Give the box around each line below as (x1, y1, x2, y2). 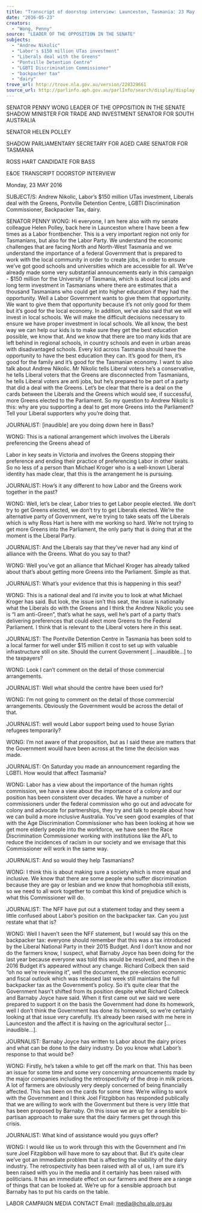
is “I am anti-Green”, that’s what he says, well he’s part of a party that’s (6, 610, 181, 618)
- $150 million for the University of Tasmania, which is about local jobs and (6, 275, 191, 282)
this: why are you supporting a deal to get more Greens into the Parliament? (6, 403, 194, 410)
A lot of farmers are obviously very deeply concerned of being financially (6, 1081, 188, 1088)
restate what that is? (6, 918, 57, 926)
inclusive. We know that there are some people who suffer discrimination (6, 874, 187, 882)
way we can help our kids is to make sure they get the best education (6, 326, 179, 333)
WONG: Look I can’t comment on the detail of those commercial (6, 666, 165, 673)
